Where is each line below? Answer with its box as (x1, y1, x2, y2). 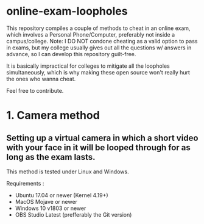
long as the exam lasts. (6, 151, 96, 162)
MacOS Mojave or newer (15, 198, 78, 205)
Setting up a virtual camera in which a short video (6, 132, 199, 143)
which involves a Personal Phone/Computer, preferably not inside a (6, 31, 175, 38)
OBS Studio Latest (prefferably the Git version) (15, 211, 132, 218)
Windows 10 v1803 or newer (15, 204, 86, 212)
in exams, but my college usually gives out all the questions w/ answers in (6, 44, 192, 51)
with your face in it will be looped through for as (6, 142, 191, 153)
